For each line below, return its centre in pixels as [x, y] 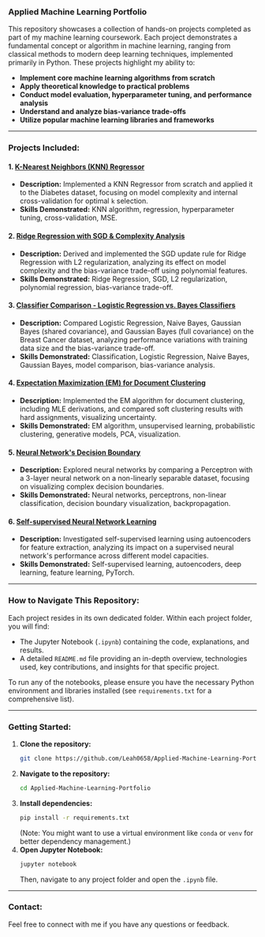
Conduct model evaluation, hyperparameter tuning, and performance [136, 95]
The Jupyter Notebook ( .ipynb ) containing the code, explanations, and [134, 641]
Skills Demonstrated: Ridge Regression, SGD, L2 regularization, [123, 278]
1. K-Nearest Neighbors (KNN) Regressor [77, 166]
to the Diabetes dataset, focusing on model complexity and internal [129, 193]
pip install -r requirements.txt [75, 818]
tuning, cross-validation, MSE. [69, 218]
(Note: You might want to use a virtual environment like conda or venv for [136, 833]
